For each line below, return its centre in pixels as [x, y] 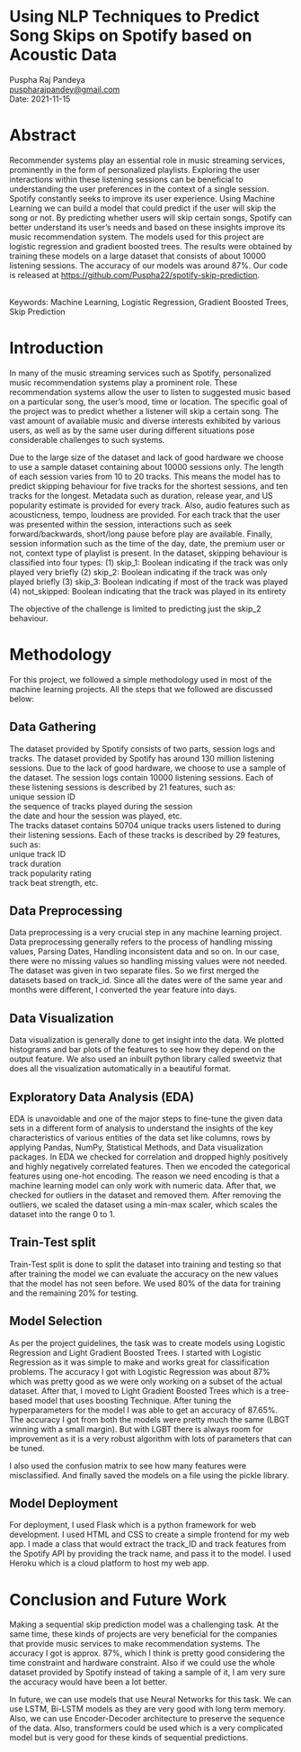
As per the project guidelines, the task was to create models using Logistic [147, 1342]
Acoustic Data [63, 55]
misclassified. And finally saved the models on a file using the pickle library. [149, 1475]
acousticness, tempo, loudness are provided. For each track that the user [145, 514]
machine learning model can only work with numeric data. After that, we [143, 1185]
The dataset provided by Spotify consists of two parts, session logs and [142, 748]
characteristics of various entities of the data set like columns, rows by [140, 1138]
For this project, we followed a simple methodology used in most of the [141, 679]
